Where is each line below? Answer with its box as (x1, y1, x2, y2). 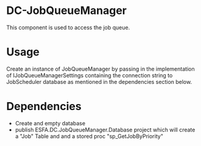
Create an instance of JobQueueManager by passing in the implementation (6, 65, 195, 72)
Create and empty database (15, 119, 86, 127)
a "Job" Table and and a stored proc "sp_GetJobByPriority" (15, 132, 163, 140)
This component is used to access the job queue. (6, 24, 130, 31)
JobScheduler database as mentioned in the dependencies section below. (6, 78, 192, 85)
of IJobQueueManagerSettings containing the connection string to (6, 71, 173, 79)
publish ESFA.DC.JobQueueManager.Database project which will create (15, 126, 196, 133)
